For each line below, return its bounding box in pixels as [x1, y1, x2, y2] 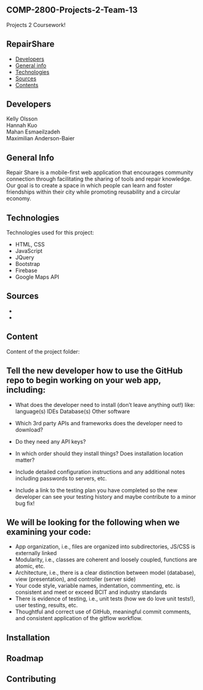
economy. [6, 195, 32, 202]
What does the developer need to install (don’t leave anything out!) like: [15, 401, 195, 408]
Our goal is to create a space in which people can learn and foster [6, 182, 173, 189]
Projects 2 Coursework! [6, 21, 66, 28]
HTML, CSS [15, 241, 45, 248]
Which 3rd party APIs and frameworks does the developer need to [15, 419, 183, 427]
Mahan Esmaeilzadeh [6, 128, 61, 135]
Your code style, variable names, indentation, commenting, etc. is [15, 582, 180, 590]
